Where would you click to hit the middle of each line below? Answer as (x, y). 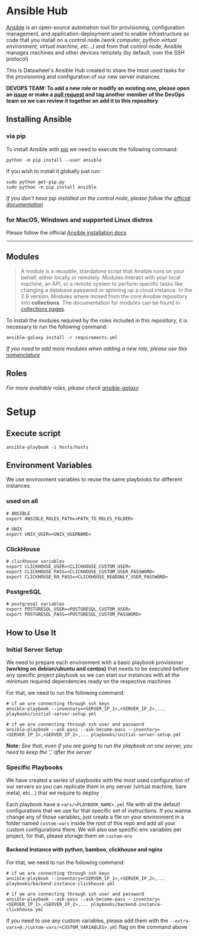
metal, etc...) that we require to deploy (53, 793)
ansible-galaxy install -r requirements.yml (62, 337)
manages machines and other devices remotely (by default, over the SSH (95, 52)
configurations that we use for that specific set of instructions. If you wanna (99, 811)
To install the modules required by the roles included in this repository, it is (97, 320)
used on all (22, 501)
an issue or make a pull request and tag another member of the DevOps (96, 94)
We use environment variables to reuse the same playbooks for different (94, 480)
